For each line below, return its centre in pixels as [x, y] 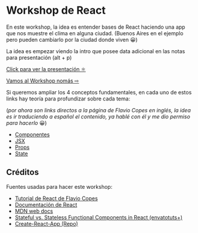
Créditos [23, 172]
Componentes [32, 134]
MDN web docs [34, 211]
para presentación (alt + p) [39, 57]
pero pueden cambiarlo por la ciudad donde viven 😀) [72, 39]
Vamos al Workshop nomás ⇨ [43, 81]
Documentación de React [46, 204]
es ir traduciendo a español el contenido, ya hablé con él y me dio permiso [98, 116]
